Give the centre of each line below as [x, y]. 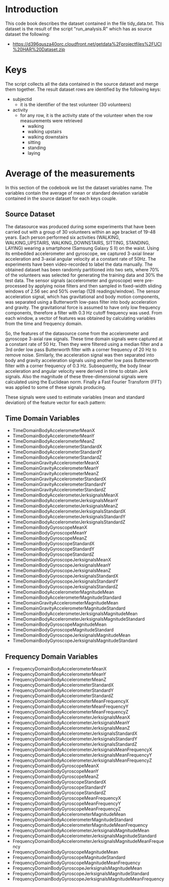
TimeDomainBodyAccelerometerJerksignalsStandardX [69, 511]
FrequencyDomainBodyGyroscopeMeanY [55, 771]
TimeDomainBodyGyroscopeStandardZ [53, 554]
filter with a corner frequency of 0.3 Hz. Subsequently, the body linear [78, 366]
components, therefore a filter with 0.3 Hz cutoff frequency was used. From [84, 312]
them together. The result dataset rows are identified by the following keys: [83, 89]
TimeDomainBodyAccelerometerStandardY [57, 452]
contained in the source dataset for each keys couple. [61, 198]
